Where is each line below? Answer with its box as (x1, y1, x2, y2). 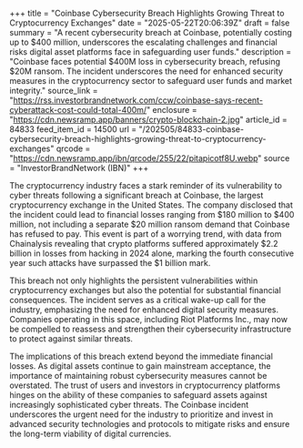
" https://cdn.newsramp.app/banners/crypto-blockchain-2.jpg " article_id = (9, 114, 288, 125)
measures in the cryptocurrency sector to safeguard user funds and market (9, 76, 293, 86)
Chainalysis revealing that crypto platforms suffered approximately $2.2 (9, 239, 279, 249)
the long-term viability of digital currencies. (9, 428, 172, 439)
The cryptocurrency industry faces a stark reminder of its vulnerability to (9, 180, 282, 190)
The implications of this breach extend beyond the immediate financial (9, 351, 273, 361)
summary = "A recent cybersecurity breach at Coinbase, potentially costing (9, 27, 293, 37)
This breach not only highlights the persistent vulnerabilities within (9, 275, 258, 286)
